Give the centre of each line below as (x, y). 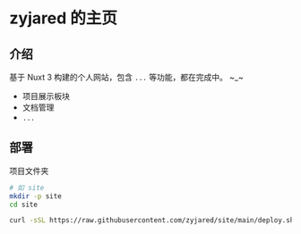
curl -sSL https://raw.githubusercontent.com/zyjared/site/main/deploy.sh (152, 221)
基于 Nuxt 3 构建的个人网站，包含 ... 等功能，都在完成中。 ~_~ (127, 77)
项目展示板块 (46, 96)
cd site (24, 205)
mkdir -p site (36, 196)
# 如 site (27, 188)
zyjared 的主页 (64, 18)
